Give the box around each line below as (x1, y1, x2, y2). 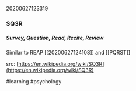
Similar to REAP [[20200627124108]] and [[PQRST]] (6, 49, 130, 56)
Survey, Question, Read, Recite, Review (6, 34, 104, 41)
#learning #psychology (6, 77, 62, 85)
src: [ (6, 60, 19, 67)
